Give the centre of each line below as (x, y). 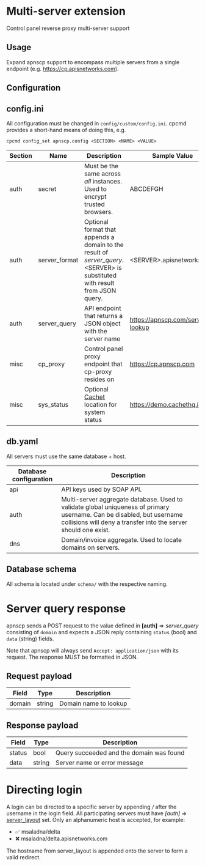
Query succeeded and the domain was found (120, 753)
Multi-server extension (66, 11)
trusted (95, 204)
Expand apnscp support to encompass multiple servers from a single (93, 62)
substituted (101, 275)
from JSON (100, 291)
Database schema (41, 569)
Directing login (44, 790)
